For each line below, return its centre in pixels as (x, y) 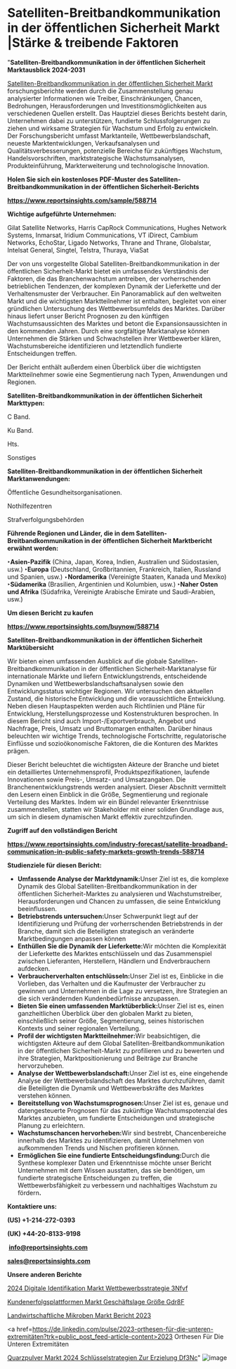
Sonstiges (22, 457)
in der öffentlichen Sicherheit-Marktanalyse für (149, 668)
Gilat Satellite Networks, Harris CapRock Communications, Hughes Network (117, 227)
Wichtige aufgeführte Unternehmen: (62, 214)
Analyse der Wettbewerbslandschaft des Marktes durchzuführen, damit (121, 1081)
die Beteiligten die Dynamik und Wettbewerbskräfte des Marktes (111, 1088)
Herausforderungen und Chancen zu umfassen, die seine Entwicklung (119, 901)
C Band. (19, 416)
